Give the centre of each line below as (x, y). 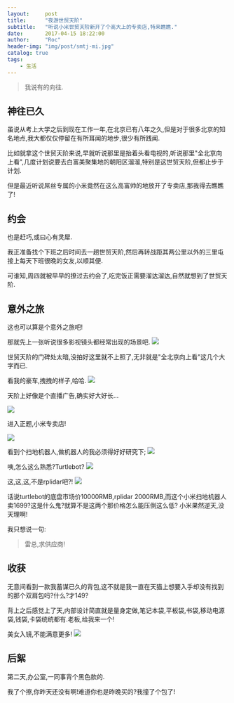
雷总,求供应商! (44, 544)
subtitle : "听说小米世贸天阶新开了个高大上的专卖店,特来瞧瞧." (92, 27)
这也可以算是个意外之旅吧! (45, 327)
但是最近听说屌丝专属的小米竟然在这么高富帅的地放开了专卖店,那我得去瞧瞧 (116, 186)
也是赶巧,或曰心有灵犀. (40, 237)
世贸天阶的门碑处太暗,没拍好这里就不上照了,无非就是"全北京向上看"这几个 (113, 357)
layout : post (33, 14)
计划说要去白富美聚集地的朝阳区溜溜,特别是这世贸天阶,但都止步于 (130, 162)
